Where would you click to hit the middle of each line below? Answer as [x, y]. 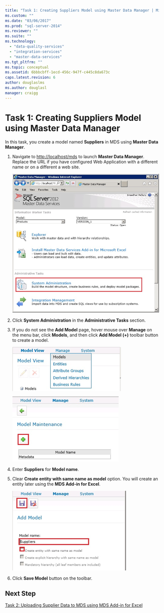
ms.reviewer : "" [21, 31]
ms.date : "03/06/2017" [28, 21]
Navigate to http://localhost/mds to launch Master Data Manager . [78, 156]
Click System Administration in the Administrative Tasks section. [79, 320]
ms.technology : [20, 42]
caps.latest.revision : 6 [30, 78]
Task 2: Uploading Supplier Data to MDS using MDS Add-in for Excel [74, 605]
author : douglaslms [25, 83]
